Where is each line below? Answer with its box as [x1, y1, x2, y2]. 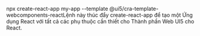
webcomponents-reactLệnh [6, 11, 75, 19]
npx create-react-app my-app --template [6, 5, 108, 12]
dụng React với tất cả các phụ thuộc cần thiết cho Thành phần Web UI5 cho [6, 18, 195, 25]
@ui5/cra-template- [109, 5, 158, 12]
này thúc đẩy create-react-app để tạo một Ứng [76, 11, 193, 19]
